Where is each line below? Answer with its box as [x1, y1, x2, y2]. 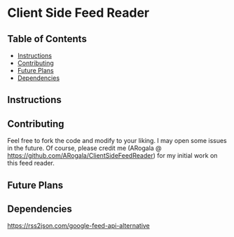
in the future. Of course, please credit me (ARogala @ [7, 144, 163, 152]
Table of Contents [7, 33, 88, 45]
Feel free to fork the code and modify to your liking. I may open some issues [7, 137, 228, 145]
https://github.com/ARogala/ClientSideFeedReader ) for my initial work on [7, 151, 218, 160]
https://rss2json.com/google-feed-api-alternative [7, 222, 151, 230]
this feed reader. [7, 159, 55, 168]
